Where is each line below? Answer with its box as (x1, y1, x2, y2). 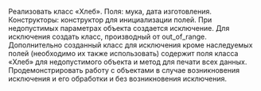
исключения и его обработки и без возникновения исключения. (8, 74, 228, 83)
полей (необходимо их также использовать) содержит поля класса (8, 49, 239, 58)
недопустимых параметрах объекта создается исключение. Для (8, 24, 230, 32)
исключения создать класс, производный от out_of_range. (8, 32, 207, 41)
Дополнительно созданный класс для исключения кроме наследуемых (8, 40, 253, 50)
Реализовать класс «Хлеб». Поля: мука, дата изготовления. (8, 7, 212, 16)
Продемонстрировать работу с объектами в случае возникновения (8, 66, 240, 74)
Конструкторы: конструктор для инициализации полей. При (8, 15, 212, 25)
